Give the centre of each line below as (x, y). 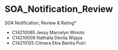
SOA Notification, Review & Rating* (41, 23)
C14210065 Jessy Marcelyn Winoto (48, 32)
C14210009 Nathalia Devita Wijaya (47, 38)
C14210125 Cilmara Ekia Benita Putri (49, 43)
